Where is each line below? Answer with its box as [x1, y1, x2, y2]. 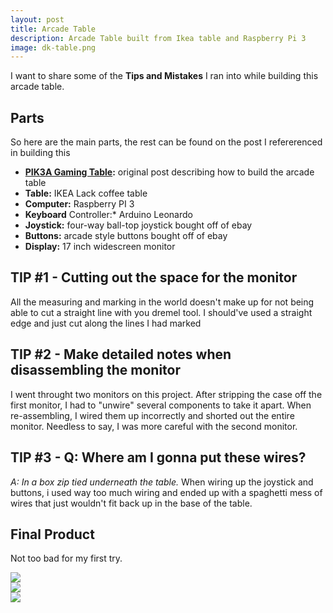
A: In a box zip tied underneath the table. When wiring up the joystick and [10, 476, 314, 488]
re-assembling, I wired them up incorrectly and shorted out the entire [10, 409, 295, 421]
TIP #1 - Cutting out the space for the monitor [10, 269, 298, 286]
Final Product [10, 526, 95, 543]
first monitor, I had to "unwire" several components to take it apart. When [10, 399, 312, 411]
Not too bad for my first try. [10, 552, 123, 565]
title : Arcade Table [10, 24, 97, 34]
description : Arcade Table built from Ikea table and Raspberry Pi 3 [10, 33, 307, 43]
